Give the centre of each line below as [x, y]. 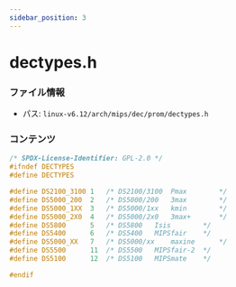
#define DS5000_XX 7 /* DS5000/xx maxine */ [118, 242]
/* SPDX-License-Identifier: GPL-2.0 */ [86, 159]
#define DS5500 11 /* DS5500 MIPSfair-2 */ [110, 250]
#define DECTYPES [42, 176]
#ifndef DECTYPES [42, 167]
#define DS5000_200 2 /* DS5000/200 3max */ [118, 199]
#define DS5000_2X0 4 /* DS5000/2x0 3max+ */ [118, 217]
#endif [22, 275]
